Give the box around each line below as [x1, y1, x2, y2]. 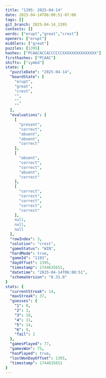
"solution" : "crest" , [10, 241, 56, 246]
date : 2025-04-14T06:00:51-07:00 [5, 12, 76, 17]
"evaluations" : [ [10, 112, 47, 118]
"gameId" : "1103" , [10, 255, 49, 261]
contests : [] [5, 27, 33, 32]
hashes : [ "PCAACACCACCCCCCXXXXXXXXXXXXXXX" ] [5, 50, 101, 55]
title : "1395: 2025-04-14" [5, 7, 63, 13]
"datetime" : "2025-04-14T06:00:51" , [10, 270, 88, 275]
